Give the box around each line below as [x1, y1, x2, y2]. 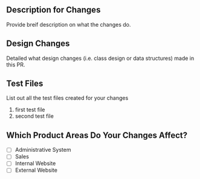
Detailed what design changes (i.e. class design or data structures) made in [6, 54, 195, 62]
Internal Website [15, 160, 56, 167]
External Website [15, 166, 57, 174]
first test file [15, 106, 45, 114]
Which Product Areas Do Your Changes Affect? [6, 130, 188, 140]
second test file [15, 112, 54, 120]
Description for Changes [6, 5, 101, 15]
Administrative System [15, 146, 71, 154]
